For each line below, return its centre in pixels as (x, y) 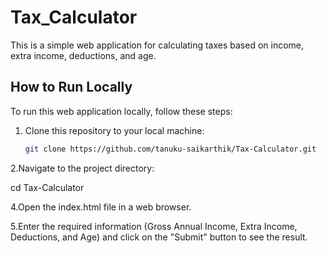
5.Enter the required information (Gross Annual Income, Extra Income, (154, 226)
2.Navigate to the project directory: (82, 168)
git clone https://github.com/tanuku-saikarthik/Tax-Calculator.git (170, 149)
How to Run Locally (71, 87)
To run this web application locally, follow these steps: (121, 111)
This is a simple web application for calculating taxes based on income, (157, 45)
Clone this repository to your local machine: (114, 130)
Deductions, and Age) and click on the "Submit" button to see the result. (159, 237)
